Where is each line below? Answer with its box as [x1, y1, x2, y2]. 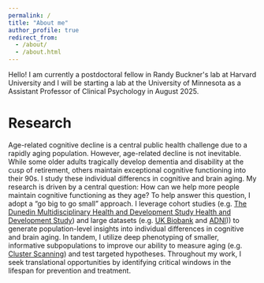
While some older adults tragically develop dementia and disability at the [8, 157, 244, 166]
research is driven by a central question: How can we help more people [8, 182, 240, 192]
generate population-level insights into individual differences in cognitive [8, 224, 244, 233]
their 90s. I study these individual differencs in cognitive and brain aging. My [8, 173, 257, 183]
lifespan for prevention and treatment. [8, 266, 132, 275]
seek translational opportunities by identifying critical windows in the [8, 257, 232, 266]
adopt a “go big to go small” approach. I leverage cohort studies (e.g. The [8, 199, 247, 208]
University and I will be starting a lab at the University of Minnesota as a [8, 78, 242, 88]
